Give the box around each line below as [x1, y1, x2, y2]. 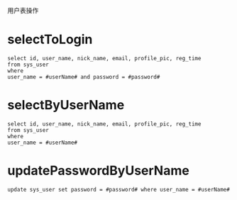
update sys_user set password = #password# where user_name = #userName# [7, 186, 231, 193]
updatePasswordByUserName [7, 162, 189, 179]
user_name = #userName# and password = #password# [7, 73, 160, 80]
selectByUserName [7, 97, 125, 113]
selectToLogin [7, 31, 93, 48]
